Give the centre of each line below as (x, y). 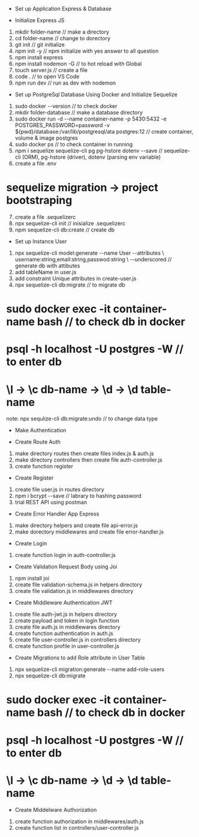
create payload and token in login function (67, 621)
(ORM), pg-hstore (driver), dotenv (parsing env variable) (91, 157)
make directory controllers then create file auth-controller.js (89, 460)
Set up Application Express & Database (63, 9)
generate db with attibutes (47, 266)
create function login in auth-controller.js (65, 555)
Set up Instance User (41, 241)
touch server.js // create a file (51, 70)
